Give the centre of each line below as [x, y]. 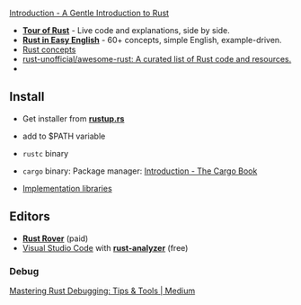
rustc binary [45, 153]
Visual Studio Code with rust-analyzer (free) [105, 247]
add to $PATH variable [64, 136]
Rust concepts [49, 49]
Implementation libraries [67, 188]
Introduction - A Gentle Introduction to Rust [89, 13]
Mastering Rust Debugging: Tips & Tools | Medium [102, 291]
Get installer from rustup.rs [73, 118]
